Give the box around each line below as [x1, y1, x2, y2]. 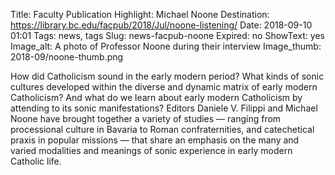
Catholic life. [10, 155, 62, 167]
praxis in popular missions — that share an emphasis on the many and [10, 134, 300, 146]
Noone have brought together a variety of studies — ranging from [10, 113, 282, 124]
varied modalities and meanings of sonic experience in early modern [10, 145, 293, 156]
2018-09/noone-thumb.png [10, 51, 124, 63]
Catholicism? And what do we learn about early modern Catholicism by [10, 92, 303, 103]
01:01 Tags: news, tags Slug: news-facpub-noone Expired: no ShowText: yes [10, 30, 325, 41]
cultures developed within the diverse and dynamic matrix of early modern [10, 81, 318, 93]
